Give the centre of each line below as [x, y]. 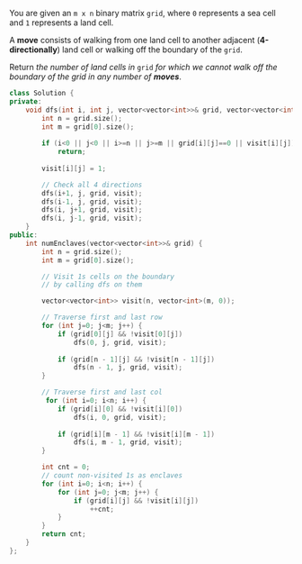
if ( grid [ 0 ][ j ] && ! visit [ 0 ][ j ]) [120, 334]
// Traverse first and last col [102, 392]
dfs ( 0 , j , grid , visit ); [120, 342]
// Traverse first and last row [102, 318]
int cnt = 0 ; [66, 468]
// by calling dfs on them [92, 285]
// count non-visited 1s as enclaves [112, 476]
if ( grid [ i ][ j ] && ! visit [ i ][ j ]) [136, 500]
